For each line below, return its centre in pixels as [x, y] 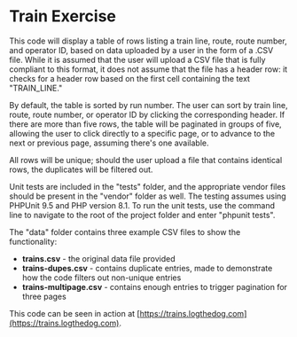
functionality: [33, 241]
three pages [44, 296]
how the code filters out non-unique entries [102, 278]
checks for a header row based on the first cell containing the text [130, 78]
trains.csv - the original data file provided [98, 258]
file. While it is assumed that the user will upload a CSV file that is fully [137, 59]
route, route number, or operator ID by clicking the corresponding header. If [147, 114]
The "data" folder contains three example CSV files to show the [125, 231]
